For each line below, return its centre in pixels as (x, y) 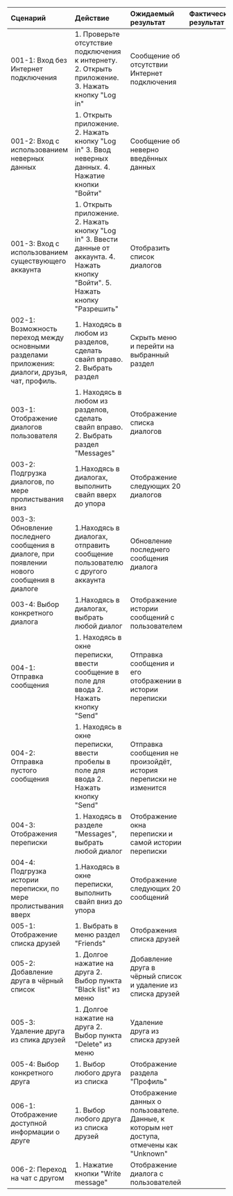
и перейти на (152, 346)
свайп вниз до (98, 902)
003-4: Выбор (35, 604)
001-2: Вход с (35, 141)
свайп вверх (95, 495)
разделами (29, 355)
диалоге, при (33, 554)
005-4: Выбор (35, 1064)
